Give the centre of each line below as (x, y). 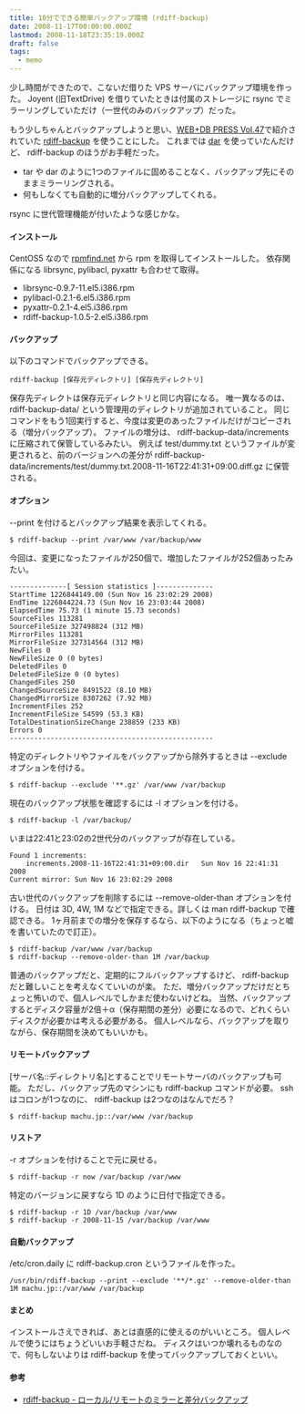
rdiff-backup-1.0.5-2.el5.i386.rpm (85, 317)
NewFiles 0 (30, 650)
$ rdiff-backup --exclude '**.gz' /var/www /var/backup (117, 785)
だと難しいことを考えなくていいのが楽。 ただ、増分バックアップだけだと (146, 986)
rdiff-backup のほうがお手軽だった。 (96, 152)
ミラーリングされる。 (79, 183)
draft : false (34, 43)
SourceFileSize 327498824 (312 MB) (77, 626)
